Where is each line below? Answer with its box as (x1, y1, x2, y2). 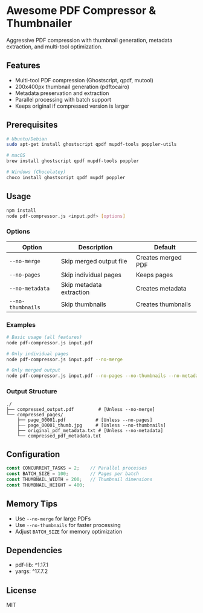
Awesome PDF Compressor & (6, 4, 156, 18)
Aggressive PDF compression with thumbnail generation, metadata (6, 36, 173, 44)
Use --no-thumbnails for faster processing (14, 521, 121, 528)
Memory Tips (6, 499, 58, 509)
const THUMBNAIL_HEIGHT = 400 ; (6, 482, 85, 488)
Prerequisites (6, 120, 58, 130)
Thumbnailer (6, 16, 72, 30)
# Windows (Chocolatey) (6, 169, 66, 175)
